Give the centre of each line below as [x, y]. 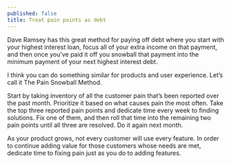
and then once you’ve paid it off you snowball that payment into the [103, 54]
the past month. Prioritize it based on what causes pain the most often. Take [115, 103]
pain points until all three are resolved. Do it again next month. [95, 125]
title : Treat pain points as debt [57, 20]
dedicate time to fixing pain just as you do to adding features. [94, 153]
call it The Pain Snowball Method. [54, 82]
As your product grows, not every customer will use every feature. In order [113, 138]
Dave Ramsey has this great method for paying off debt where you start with [115, 39]
